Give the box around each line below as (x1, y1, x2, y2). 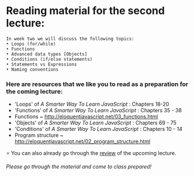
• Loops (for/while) (6, 41, 57, 47)
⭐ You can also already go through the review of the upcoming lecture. (6, 150, 176, 157)
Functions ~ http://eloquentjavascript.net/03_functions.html (14, 113, 158, 120)
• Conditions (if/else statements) (6, 56, 93, 62)
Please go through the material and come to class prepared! (6, 163, 152, 170)
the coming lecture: (6, 87, 63, 95)
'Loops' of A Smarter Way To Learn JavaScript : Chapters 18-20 (14, 101, 169, 108)
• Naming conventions (6, 66, 59, 73)
